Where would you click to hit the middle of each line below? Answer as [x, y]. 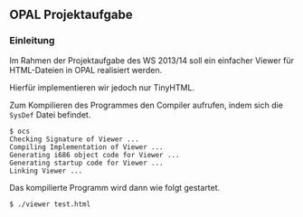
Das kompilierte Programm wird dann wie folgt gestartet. [115, 187]
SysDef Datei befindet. [50, 114]
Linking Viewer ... [46, 171]
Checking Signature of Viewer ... [75, 139]
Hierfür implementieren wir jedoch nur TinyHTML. [102, 87]
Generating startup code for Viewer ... [87, 163]
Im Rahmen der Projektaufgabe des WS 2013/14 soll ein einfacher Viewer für [151, 60]
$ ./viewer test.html [50, 204]
